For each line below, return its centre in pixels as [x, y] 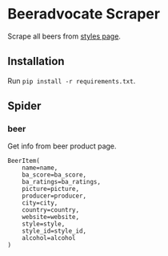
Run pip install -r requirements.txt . [72, 80]
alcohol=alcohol [49, 238]
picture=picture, [51, 189]
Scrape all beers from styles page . [64, 36]
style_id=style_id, [54, 231]
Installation [36, 61]
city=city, [40, 203]
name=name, [40, 168]
